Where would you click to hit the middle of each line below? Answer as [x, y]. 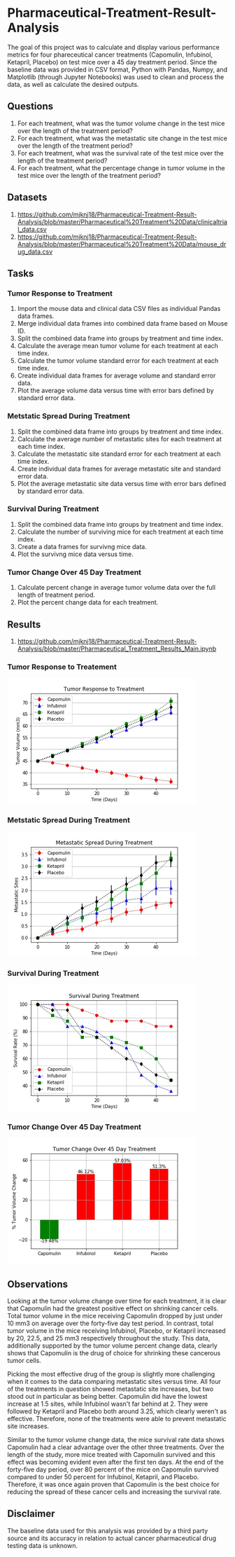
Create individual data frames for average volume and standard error [116, 375]
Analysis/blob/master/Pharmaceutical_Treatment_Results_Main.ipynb [117, 649]
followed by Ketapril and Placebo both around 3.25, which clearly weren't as [117, 1411]
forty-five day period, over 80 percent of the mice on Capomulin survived [113, 1469]
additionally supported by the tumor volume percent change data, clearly [113, 1345]
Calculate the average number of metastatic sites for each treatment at [120, 438]
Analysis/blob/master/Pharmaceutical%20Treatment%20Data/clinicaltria [122, 221]
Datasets [27, 198]
